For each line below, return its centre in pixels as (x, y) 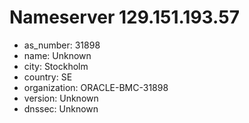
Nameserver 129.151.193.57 (124, 17)
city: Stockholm (56, 66)
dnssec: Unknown (61, 108)
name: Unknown (57, 55)
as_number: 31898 (62, 45)
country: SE (48, 77)
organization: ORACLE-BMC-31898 (96, 87)
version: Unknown (61, 98)
